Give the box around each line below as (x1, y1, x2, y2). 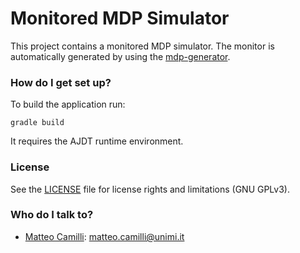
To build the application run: (10, 98, 126, 111)
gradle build (10, 118, 65, 128)
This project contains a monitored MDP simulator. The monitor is (10, 40, 275, 52)
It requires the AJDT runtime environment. (10, 135, 184, 147)
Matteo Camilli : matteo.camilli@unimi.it (24, 230, 185, 242)
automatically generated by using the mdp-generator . (10, 50, 231, 62)
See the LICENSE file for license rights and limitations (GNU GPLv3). (10, 183, 290, 195)
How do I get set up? (10, 75, 112, 89)
